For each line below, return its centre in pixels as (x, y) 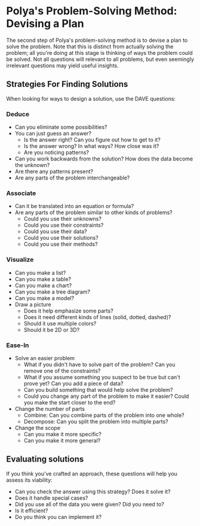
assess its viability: (29, 480)
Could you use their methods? (61, 244)
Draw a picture (33, 304)
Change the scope (38, 428)
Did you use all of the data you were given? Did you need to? (89, 504)
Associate (21, 193)
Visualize (20, 259)
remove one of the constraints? (62, 370)
